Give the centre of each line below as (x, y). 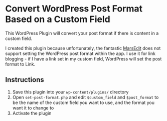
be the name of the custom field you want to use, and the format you (83, 102)
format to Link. (20, 64)
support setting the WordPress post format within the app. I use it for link (80, 53)
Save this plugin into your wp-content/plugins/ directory (70, 92)
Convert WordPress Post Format (74, 9)
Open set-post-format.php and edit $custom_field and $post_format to (86, 97)
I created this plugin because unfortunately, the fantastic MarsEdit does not (83, 48)
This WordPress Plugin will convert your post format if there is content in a (82, 33)
